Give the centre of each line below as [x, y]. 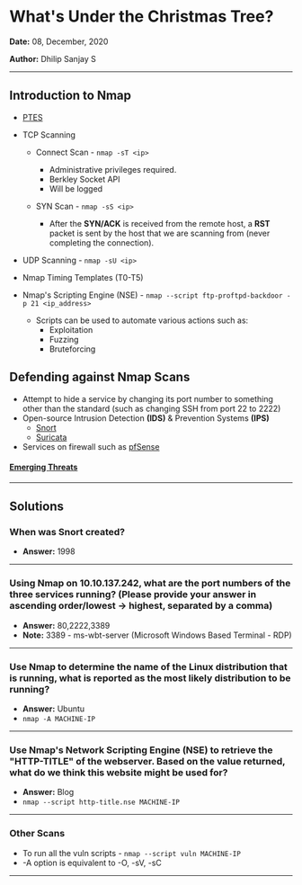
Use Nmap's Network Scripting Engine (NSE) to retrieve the [141, 750]
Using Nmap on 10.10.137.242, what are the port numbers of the [150, 584]
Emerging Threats [44, 467]
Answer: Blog [48, 792]
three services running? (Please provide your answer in [133, 594]
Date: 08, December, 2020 [59, 41]
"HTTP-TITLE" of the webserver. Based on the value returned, [147, 761]
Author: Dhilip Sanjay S [53, 58]
